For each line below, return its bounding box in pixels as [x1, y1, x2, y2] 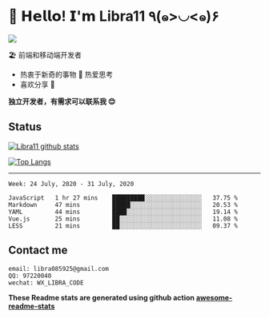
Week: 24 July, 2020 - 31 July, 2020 [8, 180, 134, 188]
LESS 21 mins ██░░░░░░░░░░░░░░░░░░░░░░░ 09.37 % [8, 221, 239, 230]
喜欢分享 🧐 [19, 79, 55, 89]
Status [8, 120, 42, 134]
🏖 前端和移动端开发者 [8, 50, 82, 59]
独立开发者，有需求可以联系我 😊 [8, 96, 116, 106]
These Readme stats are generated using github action [8, 292, 195, 302]
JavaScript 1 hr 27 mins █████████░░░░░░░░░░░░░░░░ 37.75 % [8, 193, 239, 202]
